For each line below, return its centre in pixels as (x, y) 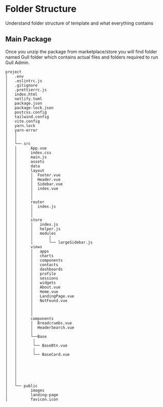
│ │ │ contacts (32, 264)
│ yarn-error (22, 130)
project (14, 72)
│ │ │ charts (29, 256)
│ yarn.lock (21, 126)
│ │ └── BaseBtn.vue (36, 345)
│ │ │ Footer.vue (33, 175)
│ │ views (24, 247)
